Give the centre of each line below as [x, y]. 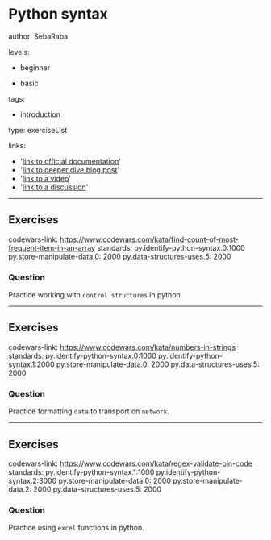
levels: [19, 52]
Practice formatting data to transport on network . [89, 411]
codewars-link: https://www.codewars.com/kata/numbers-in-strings [122, 347]
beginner [35, 67]
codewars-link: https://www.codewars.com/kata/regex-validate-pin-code [130, 463]
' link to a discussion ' [54, 187]
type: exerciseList [38, 130]
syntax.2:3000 [33, 480]
